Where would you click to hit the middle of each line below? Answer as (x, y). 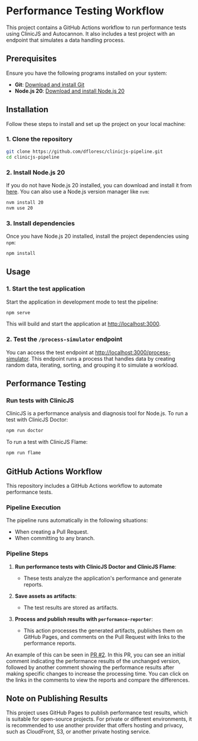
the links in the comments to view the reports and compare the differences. (98, 680)
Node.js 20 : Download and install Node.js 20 (70, 91)
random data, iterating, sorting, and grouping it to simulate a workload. (92, 365)
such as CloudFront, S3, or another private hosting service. (78, 731)
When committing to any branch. (55, 538)
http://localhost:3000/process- (132, 352)
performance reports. (50, 643)
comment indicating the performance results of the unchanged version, (93, 661)
